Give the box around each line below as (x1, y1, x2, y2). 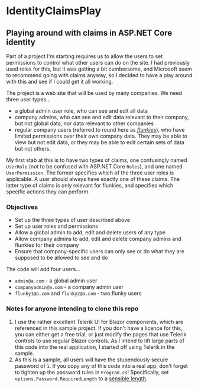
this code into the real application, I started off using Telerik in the (14, 343, 175, 351)
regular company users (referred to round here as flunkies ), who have (14, 126, 185, 133)
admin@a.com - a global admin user (14, 277, 98, 284)
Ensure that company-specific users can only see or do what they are (14, 248, 185, 255)
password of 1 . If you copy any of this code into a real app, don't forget (14, 362, 188, 369)
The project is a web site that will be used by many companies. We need (6, 90, 182, 96)
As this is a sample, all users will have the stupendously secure (14, 356, 168, 363)
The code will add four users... (6, 266, 81, 273)
